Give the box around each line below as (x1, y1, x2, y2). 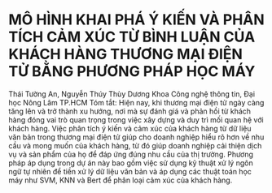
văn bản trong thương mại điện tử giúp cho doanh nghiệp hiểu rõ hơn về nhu (8, 132, 265, 142)
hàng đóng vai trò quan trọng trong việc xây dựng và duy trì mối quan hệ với (8, 114, 264, 124)
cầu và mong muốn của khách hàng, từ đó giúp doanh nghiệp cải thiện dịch (8, 140, 262, 150)
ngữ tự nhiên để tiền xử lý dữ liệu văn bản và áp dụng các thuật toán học (8, 166, 252, 176)
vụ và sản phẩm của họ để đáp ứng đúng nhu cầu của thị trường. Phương (8, 149, 254, 159)
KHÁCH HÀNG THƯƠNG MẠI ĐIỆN (8, 45, 243, 63)
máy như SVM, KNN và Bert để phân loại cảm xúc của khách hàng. (8, 175, 233, 185)
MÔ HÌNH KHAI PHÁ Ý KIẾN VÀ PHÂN (8, 11, 265, 29)
